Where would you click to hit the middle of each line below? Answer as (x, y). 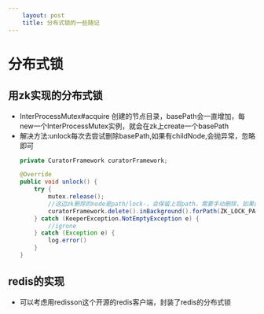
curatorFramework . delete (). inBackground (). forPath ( (134, 211)
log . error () (68, 241)
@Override (36, 175)
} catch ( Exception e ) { (75, 233)
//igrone (62, 226)
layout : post (44, 15)
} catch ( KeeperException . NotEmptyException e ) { (117, 218)
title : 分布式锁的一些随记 (61, 23)
